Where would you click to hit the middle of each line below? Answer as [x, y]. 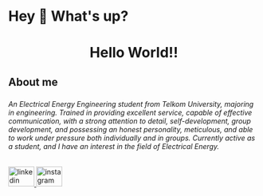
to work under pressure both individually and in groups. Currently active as [132, 138]
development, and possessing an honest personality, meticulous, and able [131, 129]
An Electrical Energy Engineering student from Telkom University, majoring [131, 104]
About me [33, 82]
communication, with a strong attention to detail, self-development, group [130, 121]
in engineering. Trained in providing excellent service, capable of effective [130, 112]
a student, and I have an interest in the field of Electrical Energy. [114, 146]
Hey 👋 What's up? [69, 16]
